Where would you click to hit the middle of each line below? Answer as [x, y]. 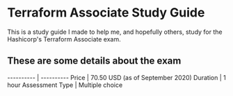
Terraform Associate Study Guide [106, 13]
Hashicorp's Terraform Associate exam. [64, 39]
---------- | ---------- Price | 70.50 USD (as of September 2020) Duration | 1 [116, 77]
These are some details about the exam [94, 61]
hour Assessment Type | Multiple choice [65, 85]
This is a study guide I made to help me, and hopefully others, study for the [115, 32]
